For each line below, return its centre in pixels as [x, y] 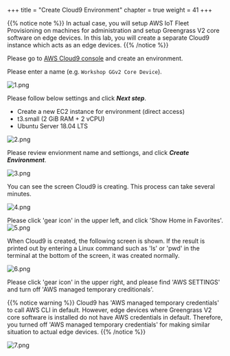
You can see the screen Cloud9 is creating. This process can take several [111, 187]
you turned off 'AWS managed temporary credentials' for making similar [109, 324]
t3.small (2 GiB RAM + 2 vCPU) [61, 119]
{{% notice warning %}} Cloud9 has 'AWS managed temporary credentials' [113, 302]
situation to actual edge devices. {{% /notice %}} [77, 332]
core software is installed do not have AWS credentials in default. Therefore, [115, 317]
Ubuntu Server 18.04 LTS [52, 126]
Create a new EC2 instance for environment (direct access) [101, 111]
